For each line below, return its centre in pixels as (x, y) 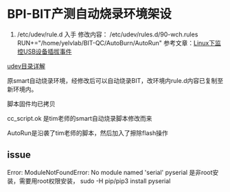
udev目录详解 (26, 66)
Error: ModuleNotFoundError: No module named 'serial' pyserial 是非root (110, 172)
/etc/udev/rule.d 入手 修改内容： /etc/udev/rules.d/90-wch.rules (107, 34)
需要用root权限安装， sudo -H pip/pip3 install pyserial (95, 181)
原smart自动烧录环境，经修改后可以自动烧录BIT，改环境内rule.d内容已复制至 (115, 80)
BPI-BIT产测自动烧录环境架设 (89, 14)
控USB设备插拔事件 (44, 51)
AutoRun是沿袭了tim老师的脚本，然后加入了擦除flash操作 (88, 133)
